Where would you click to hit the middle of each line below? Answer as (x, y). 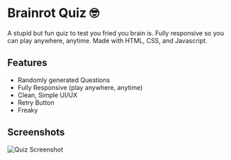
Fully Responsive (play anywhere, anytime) (80, 87)
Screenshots (36, 132)
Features (27, 63)
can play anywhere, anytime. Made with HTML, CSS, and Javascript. (107, 40)
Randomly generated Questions (64, 80)
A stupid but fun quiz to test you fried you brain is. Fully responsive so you (116, 33)
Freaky (28, 110)
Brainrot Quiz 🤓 (53, 13)
